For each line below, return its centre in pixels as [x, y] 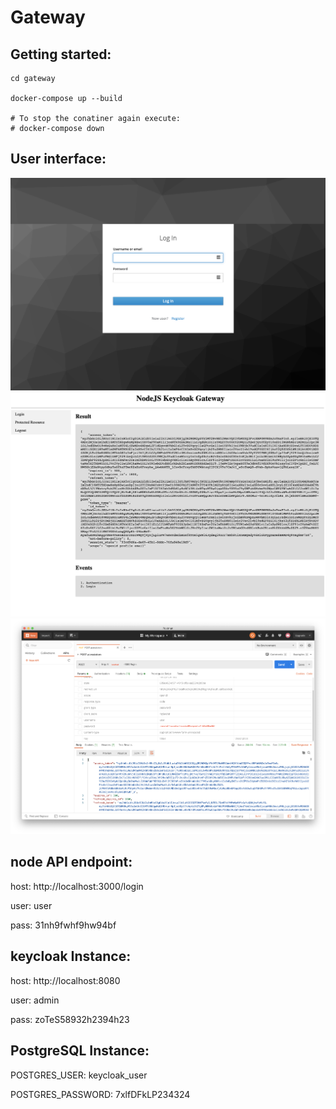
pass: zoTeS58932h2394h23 [70, 1019]
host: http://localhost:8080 [65, 980]
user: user [31, 905]
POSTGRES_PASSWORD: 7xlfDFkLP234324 [100, 1094]
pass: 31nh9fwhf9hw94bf [63, 925]
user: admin [35, 1000]
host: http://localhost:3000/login [77, 886]
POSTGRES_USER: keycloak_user [79, 1075]
